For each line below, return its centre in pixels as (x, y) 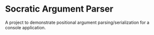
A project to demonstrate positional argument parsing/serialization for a (77, 22)
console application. (26, 27)
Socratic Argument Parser (59, 9)
